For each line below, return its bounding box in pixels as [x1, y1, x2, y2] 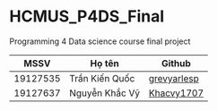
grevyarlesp [148, 72, 199, 84]
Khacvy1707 [148, 87, 204, 99]
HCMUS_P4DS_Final [9, 6, 165, 27]
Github [161, 56, 191, 69]
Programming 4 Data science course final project [9, 36, 191, 47]
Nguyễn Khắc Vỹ [69, 87, 141, 99]
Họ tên [90, 56, 119, 69]
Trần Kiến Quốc [69, 72, 135, 84]
